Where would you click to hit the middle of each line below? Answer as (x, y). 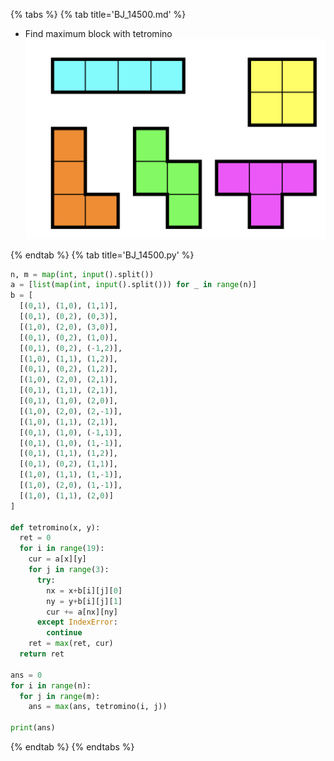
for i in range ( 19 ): (62, 549)
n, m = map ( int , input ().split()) (82, 274)
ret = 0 (35, 538)
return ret (42, 654)
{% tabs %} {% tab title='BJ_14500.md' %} (98, 14)
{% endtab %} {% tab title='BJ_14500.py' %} (102, 255)
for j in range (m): (60, 696)
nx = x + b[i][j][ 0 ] (84, 590)
